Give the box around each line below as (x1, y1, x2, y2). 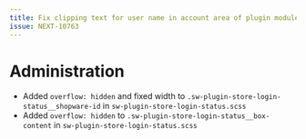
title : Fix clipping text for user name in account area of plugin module (9, 13, 300, 23)
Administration (9, 61, 125, 82)
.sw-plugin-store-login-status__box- (127, 112, 270, 121)
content (22, 122, 52, 131)
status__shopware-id (22, 102, 101, 112)
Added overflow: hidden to (22, 110, 126, 121)
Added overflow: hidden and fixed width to (22, 91, 186, 102)
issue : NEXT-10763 (9, 22, 79, 31)
